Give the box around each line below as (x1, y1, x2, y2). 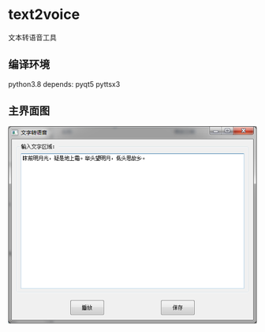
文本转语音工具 (8, 32, 57, 42)
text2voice (8, 6, 80, 24)
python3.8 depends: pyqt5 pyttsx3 (8, 79, 121, 88)
